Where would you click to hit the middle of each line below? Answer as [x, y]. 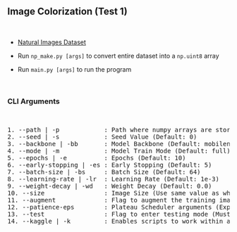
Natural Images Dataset [52, 42]
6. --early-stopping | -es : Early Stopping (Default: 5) [110, 165]
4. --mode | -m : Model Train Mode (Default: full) [119, 151]
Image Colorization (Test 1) [68, 12]
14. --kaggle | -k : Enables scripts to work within [115, 221]
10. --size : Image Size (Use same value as [114, 193]
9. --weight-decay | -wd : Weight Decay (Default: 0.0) [110, 186]
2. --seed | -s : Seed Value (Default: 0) [102, 137]
